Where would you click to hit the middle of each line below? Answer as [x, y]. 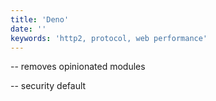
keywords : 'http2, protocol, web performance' [109, 38]
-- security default [48, 86]
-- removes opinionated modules [78, 67]
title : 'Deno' [40, 19]
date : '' [28, 29]
